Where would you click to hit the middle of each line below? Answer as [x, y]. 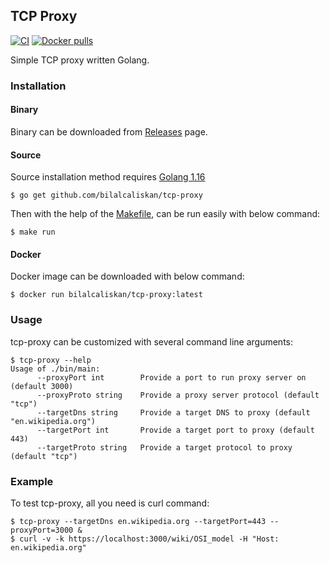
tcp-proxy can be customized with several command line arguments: [152, 341]
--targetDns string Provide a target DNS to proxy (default [173, 412]
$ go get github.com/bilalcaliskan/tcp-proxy [106, 195]
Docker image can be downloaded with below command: [127, 276]
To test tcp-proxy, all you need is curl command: [110, 503]
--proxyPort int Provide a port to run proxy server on [171, 377]
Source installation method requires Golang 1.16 [108, 177]
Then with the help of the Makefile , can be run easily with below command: [165, 214]
